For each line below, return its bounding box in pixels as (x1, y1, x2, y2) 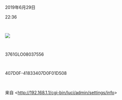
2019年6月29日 (5, 4, 35, 10)
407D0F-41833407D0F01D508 (5, 70, 67, 76)
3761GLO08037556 (5, 51, 44, 57)
